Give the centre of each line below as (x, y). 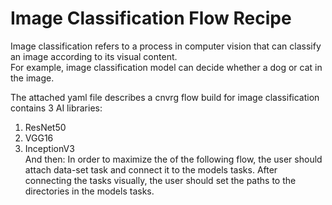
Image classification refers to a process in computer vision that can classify (166, 46)
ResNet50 (45, 127)
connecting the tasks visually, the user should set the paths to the (160, 180)
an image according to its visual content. (94, 56)
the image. (32, 78)
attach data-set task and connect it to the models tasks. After (151, 169)
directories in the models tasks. (89, 191)
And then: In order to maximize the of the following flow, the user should (173, 159)
